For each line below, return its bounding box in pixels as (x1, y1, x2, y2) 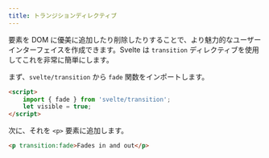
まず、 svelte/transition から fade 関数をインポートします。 (8, 71, 209, 81)
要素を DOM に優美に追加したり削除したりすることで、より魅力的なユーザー (8, 34, 262, 44)
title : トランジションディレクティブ (8, 11, 118, 20)
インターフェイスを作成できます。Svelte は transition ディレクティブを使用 (8, 45, 259, 55)
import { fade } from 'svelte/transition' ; (23, 95, 172, 103)
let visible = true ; (23, 103, 92, 111)
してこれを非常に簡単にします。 (8, 55, 114, 64)
